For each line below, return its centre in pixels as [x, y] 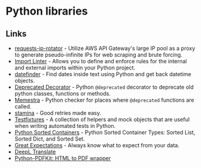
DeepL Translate [35, 152]
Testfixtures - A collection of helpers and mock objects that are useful [102, 119]
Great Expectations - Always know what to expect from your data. [97, 145]
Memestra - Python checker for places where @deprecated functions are [104, 100]
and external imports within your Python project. [75, 68]
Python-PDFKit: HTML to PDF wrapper [63, 158]
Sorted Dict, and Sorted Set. [50, 139]
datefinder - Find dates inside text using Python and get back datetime [103, 74]
